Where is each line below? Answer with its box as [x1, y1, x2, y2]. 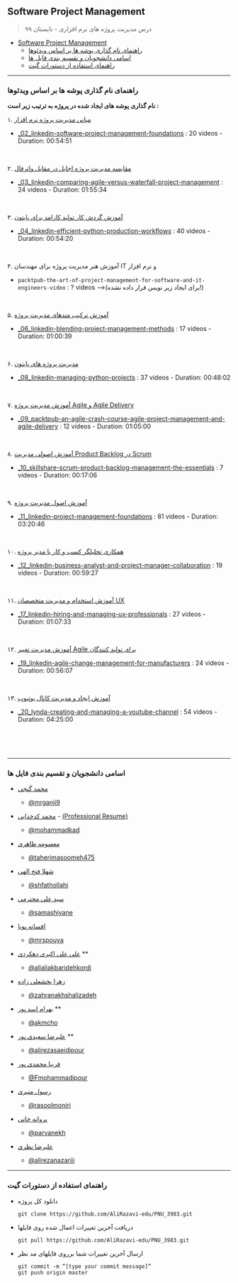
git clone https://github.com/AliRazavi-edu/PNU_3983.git [17, 1211, 193, 1218]
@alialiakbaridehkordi [28, 963, 92, 972]
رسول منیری [17, 1087, 52, 1096]
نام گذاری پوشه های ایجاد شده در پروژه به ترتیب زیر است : [7, 102, 159, 110]
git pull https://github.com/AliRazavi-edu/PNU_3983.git [17, 1236, 190, 1244]
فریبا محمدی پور [17, 1060, 61, 1068]
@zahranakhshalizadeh [28, 991, 97, 1000]
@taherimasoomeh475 [28, 853, 96, 862]
